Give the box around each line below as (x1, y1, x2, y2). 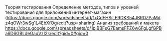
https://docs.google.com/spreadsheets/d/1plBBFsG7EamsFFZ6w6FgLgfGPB (5, 25, 162, 31)
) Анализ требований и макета (94, 20, 159, 26)
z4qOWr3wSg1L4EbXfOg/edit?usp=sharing (5, 20, 95, 26)
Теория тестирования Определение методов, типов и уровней (5, 4, 139, 10)
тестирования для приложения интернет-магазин (5, 9, 111, 15)
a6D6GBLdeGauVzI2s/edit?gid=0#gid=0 (5, 31, 89, 36)
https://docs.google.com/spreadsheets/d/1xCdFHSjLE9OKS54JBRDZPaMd (6, 15, 161, 20)
